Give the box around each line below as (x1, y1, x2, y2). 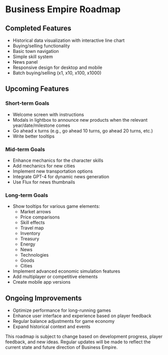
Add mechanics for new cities (12, 162, 75, 169)
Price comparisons (20, 214, 60, 220)
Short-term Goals (5, 100, 50, 107)
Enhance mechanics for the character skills (12, 157, 103, 163)
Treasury (20, 236, 40, 242)
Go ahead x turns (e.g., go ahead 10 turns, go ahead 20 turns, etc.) (12, 127, 153, 133)
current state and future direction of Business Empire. (5, 344, 118, 350)
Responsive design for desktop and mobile (12, 65, 103, 70)
